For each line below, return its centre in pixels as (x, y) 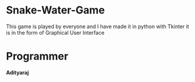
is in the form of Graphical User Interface (55, 32)
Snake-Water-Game (55, 10)
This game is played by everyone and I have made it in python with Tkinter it (97, 26)
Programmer (37, 57)
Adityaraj (18, 72)
